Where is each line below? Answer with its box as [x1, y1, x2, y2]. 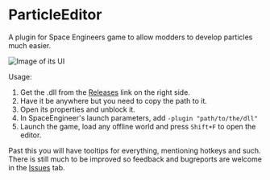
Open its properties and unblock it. [19, 104, 135, 114]
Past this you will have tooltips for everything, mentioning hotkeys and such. [8, 145, 261, 155]
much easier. [8, 40, 52, 50]
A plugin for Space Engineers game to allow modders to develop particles [8, 32, 253, 42]
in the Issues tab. [8, 162, 65, 172]
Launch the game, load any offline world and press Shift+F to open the [19, 121, 256, 131]
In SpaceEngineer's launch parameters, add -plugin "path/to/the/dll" [19, 112, 258, 122]
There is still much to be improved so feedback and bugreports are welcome [8, 154, 262, 164]
